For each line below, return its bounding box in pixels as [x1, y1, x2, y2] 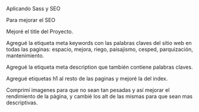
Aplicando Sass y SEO [6, 5, 61, 12]
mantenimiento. [6, 52, 45, 59]
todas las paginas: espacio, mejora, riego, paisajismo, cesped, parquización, [6, 46, 193, 53]
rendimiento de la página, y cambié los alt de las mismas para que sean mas [6, 93, 193, 100]
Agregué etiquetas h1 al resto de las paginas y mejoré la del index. [6, 75, 168, 82]
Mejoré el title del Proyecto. [6, 28, 74, 35]
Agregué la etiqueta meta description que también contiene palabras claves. [6, 63, 193, 71]
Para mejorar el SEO [6, 17, 56, 23]
